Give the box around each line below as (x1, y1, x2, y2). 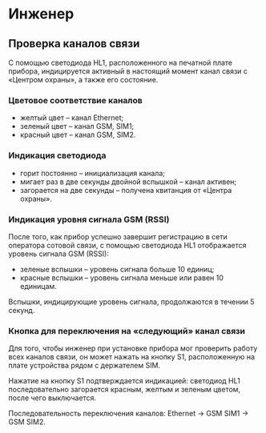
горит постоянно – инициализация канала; (19, 168, 166, 178)
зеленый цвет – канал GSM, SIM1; (19, 122, 135, 131)
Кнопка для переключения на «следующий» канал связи (8, 325, 246, 336)
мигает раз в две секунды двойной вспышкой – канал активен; (19, 177, 237, 186)
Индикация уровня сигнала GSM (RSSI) (8, 214, 170, 225)
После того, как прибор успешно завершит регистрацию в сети (8, 231, 228, 241)
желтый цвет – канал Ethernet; (19, 113, 124, 122)
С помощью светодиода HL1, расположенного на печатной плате (8, 58, 232, 67)
